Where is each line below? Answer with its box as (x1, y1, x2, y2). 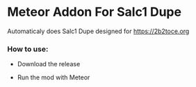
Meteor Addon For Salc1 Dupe (7, 4, 182, 20)
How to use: (7, 44, 49, 54)
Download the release (17, 60, 81, 68)
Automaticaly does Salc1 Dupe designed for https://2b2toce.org (7, 27, 190, 35)
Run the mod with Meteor (17, 73, 90, 81)
